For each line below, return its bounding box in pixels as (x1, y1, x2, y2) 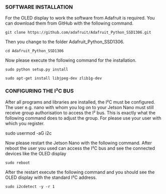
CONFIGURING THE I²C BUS (5, 87, 74, 94)
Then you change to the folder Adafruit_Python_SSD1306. (5, 39, 124, 45)
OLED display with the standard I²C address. (5, 174, 97, 180)
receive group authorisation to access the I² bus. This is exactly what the (5, 110, 155, 116)
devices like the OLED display (5, 150, 67, 156)
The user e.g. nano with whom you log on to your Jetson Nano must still (5, 104, 154, 110)
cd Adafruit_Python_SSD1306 (5, 49, 64, 54)
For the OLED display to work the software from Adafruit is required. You (5, 15, 155, 21)
